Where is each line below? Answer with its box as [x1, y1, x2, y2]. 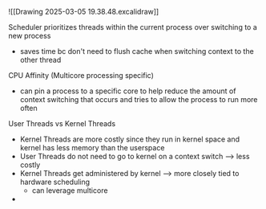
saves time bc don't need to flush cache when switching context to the [19, 47, 254, 55]
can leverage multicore [31, 186, 108, 195]
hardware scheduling [19, 177, 91, 186]
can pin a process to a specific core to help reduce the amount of [19, 86, 236, 96]
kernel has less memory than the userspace [19, 143, 165, 152]
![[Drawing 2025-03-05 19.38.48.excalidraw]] [8, 7, 159, 16]
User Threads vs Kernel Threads [8, 119, 116, 128]
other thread [19, 55, 62, 64]
